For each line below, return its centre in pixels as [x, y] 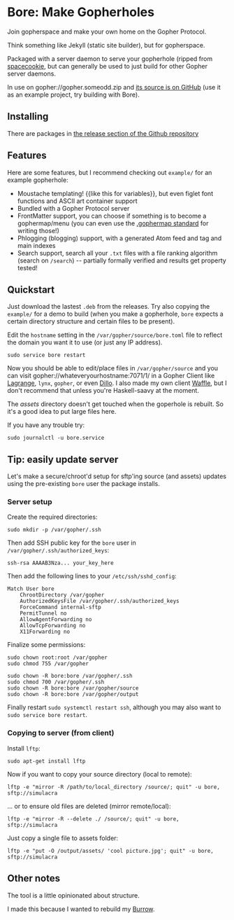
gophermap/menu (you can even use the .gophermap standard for [113, 223]
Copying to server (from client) [61, 733]
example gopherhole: [38, 180]
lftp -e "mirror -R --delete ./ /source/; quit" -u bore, [93, 819]
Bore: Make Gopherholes [81, 12]
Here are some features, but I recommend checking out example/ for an [110, 172]
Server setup [30, 502]
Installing [28, 117]
